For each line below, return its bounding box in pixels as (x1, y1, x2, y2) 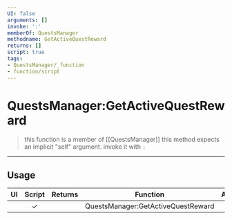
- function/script (7, 68, 60, 75)
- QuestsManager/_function (7, 62, 85, 68)
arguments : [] (7, 17, 48, 24)
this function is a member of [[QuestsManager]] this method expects (23, 136, 220, 144)
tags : (7, 55, 23, 62)
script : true (7, 49, 45, 56)
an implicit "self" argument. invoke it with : (23, 143, 146, 151)
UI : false (7, 10, 36, 17)
